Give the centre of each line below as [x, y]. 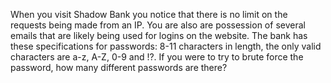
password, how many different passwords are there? [119, 67]
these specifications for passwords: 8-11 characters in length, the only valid [166, 46]
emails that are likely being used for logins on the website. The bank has [159, 35]
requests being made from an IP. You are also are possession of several [158, 25]
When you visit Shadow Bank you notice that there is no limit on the [149, 14]
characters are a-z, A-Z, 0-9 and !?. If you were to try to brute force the [157, 57]
